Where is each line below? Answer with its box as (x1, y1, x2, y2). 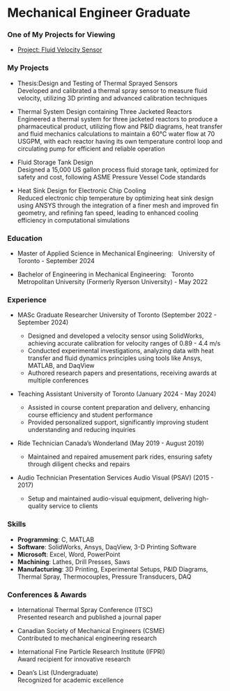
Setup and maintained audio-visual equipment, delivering (27, 494, 192, 503)
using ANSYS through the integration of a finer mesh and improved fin (17, 201, 219, 209)
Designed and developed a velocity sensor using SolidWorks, (27, 332, 204, 340)
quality (27, 502, 47, 510)
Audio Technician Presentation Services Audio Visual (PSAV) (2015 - (17, 473, 214, 482)
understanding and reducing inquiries (27, 426, 136, 434)
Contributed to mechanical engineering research (17, 634, 158, 642)
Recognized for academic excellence (17, 676, 124, 684)
